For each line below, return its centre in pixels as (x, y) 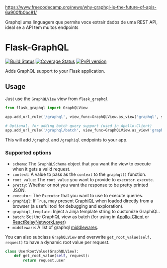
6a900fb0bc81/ (21, 12)
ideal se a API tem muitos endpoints (42, 27)
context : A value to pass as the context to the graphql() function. (79, 174)
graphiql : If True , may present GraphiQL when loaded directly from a (83, 201)
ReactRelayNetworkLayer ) (39, 222)
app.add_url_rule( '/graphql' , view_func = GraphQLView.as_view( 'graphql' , (82, 117)
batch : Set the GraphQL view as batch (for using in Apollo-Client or (81, 217)
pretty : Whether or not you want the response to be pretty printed (80, 185)
